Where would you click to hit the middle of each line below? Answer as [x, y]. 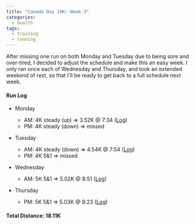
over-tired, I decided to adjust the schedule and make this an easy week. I [97, 63]
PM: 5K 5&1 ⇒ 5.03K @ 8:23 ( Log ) [66, 202]
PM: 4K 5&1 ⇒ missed [50, 156]
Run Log [17, 95]
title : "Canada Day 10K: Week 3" [48, 12]
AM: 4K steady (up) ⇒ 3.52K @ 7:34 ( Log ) [75, 120]
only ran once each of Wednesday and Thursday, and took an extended [94, 69]
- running [24, 39]
